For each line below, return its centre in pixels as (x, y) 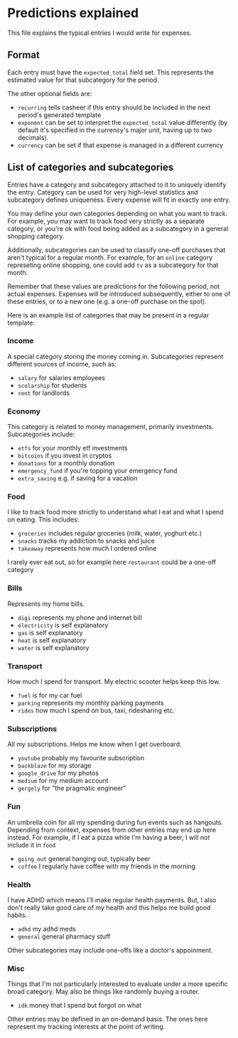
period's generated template (59, 114)
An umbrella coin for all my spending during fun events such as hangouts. (115, 822)
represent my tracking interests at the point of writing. (86, 1027)
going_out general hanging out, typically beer (84, 858)
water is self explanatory (53, 647)
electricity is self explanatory (63, 625)
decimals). (33, 137)
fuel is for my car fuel (50, 696)
